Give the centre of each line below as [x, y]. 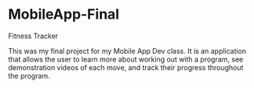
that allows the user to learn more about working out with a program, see [126, 59]
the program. [29, 76]
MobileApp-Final [64, 14]
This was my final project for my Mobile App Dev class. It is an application [127, 51]
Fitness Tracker [33, 36]
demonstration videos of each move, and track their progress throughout [126, 67]
